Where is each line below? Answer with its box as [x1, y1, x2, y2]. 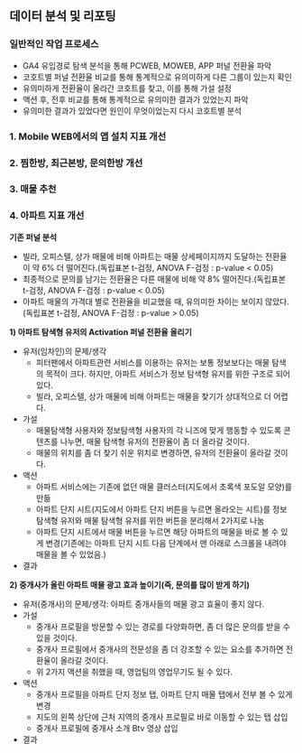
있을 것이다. [35, 632, 78, 643]
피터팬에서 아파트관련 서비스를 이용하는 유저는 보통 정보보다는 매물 [35, 357, 270, 367]
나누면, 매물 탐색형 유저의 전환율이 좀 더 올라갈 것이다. [59, 436, 250, 447]
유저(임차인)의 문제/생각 [22, 346, 106, 357]
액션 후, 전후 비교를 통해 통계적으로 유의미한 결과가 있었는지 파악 [22, 94, 249, 105]
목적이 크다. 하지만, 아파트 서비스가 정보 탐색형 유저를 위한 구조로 [45, 368, 274, 379]
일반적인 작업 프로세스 [9, 38, 99, 51]
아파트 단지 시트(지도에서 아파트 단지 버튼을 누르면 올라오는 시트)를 [35, 504, 270, 515]
